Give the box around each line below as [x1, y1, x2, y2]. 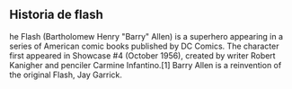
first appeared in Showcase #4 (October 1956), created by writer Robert [9, 49, 276, 61]
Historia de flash [9, 7, 103, 22]
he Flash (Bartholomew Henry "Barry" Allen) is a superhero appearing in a [9, 31, 284, 41]
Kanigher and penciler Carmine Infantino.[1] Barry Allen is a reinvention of [9, 59, 282, 70]
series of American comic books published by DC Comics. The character [9, 40, 279, 51]
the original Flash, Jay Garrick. [9, 69, 123, 80]
